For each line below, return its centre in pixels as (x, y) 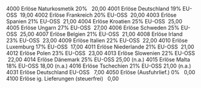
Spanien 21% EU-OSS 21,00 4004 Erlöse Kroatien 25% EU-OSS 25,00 (94, 21)
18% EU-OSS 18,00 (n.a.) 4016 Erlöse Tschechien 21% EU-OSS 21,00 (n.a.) (99, 66)
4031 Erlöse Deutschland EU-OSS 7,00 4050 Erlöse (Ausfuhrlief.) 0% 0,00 (101, 72)
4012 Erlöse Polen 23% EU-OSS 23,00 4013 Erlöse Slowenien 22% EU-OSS (101, 53)
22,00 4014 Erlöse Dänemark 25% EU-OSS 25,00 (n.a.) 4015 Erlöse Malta (99, 60)
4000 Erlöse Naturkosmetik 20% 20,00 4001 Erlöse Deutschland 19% (94, 9)
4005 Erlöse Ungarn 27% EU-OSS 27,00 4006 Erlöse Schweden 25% (93, 28)
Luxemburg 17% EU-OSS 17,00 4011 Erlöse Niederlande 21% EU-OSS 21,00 (100, 47)
